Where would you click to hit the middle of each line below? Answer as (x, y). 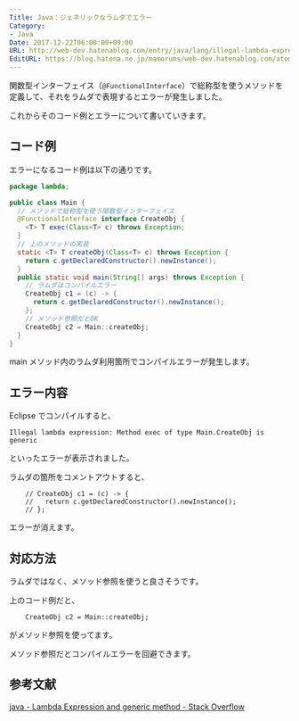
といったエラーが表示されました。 (72, 458)
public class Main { (48, 203)
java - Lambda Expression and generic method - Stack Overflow (127, 707)
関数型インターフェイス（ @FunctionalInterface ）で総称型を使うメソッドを (146, 85)
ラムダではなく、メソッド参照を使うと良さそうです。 (106, 582)
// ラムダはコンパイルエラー (71, 286)
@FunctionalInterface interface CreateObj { (101, 220)
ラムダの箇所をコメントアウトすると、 (79, 477)
